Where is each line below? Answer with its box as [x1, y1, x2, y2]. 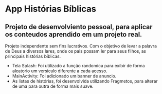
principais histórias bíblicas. [5, 53, 61, 59]
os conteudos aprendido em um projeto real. [5, 30, 143, 38]
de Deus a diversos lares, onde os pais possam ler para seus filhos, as [5, 48, 146, 54]
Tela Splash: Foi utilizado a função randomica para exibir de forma [12, 63, 145, 68]
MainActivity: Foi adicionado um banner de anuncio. [12, 73, 117, 78]
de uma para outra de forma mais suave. [12, 83, 94, 89]
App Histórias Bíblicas [5, 3, 96, 15]
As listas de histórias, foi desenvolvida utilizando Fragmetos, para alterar [12, 78, 158, 84]
